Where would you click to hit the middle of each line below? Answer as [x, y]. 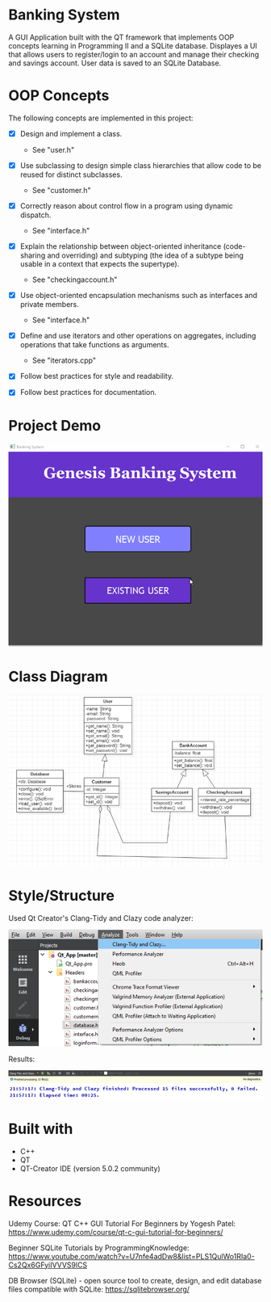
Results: [22, 1059]
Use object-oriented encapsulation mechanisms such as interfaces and [139, 296]
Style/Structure [62, 896]
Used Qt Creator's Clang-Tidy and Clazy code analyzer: [101, 918]
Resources [45, 1201]
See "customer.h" [61, 190]
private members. [49, 304]
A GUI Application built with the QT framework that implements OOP [121, 37]
